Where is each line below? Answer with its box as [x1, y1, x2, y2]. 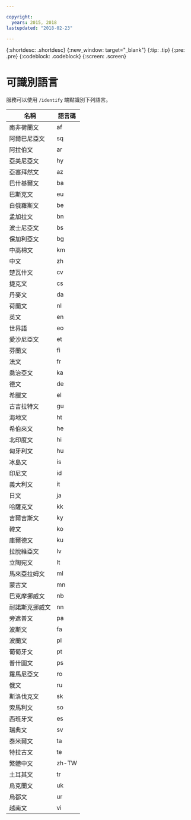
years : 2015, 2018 [11, 19, 58, 26]
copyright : [6, 14, 33, 20]
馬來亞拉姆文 [9, 569, 46, 578]
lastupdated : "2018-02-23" [6, 25, 73, 31]
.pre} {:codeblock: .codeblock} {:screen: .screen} [6, 53, 126, 60]
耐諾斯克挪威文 [9, 603, 52, 612]
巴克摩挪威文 [9, 592, 46, 600]
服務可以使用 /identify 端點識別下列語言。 [6, 96, 112, 104]
